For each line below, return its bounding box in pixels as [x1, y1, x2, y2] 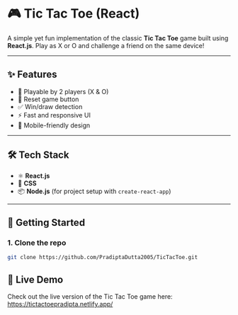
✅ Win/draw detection [17, 102, 83, 110]
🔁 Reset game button [17, 95, 79, 103]
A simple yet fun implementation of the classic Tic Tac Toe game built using [7, 33, 229, 42]
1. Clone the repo [7, 238, 67, 248]
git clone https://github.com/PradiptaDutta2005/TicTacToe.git [7, 254, 198, 261]
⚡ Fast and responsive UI [17, 110, 91, 119]
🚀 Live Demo [7, 273, 64, 285]
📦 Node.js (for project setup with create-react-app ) [17, 187, 171, 195]
